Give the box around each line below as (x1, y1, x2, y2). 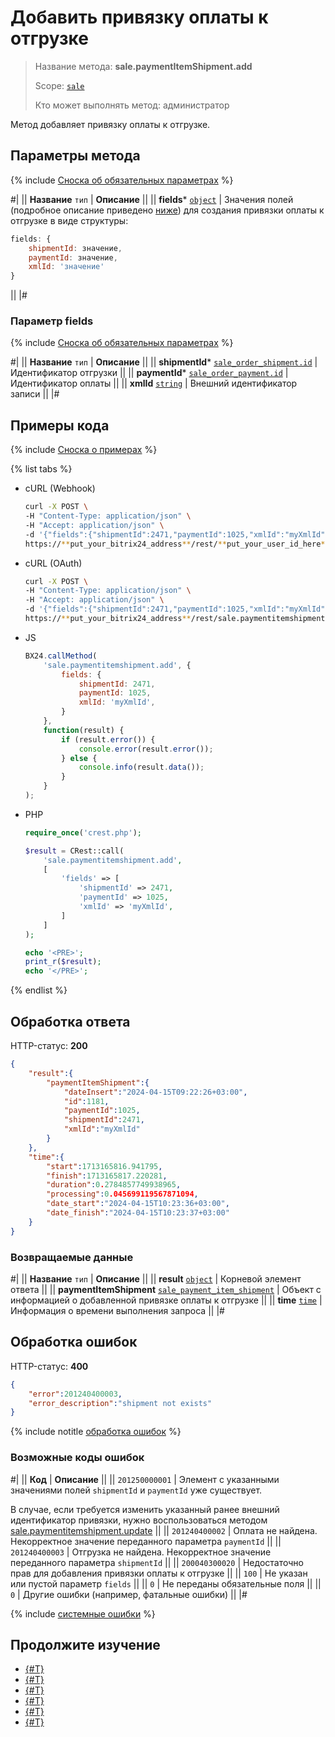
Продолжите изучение (10, 1636, 161, 1653)
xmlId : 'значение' (28, 262, 105, 272)
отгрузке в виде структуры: (10, 214, 129, 226)
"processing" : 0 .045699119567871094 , (46, 1189, 199, 1200)
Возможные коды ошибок (10, 1451, 145, 1465)
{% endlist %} (10, 984, 68, 996)
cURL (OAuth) (24, 557, 83, 569)
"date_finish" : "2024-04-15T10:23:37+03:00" (46, 1208, 230, 1218)
